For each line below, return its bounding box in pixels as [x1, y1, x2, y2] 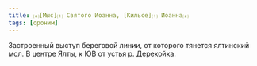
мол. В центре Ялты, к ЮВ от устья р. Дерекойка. [8, 49, 177, 58]
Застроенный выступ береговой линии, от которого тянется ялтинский [8, 40, 250, 49]
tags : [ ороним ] [8, 19, 59, 27]
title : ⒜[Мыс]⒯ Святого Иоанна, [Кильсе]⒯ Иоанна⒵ [8, 11, 189, 20]
